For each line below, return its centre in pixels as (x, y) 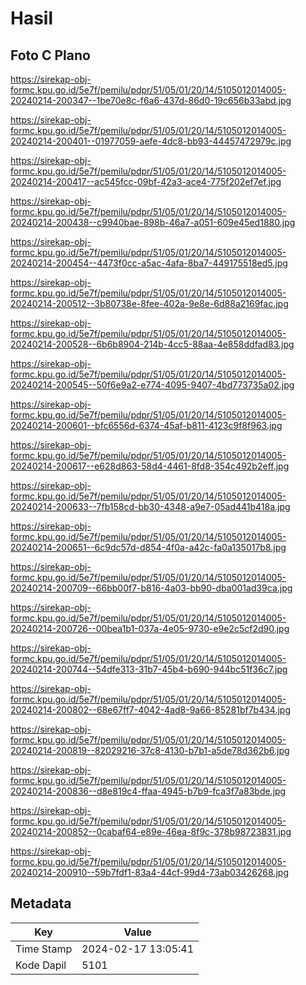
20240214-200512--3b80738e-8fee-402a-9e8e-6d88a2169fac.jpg (149, 303)
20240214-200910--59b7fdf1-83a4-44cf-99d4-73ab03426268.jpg (149, 872)
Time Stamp (44, 949)
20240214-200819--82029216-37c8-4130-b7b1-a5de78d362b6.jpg (150, 750)
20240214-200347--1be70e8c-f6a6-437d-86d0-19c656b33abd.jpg (151, 100)
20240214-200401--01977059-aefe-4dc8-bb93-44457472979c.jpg (151, 141)
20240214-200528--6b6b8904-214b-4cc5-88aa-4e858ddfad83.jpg (152, 344)
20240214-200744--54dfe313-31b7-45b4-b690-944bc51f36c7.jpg (149, 669)
